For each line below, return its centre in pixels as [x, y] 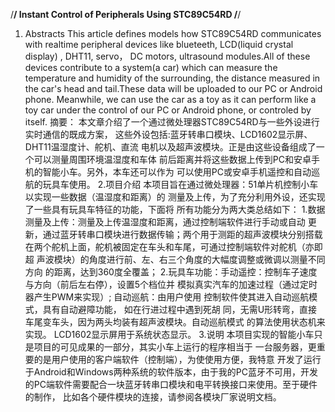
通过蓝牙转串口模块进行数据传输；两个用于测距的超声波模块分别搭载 [182, 234]
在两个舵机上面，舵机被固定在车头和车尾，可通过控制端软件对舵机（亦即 [173, 247]
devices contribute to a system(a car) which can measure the [151, 67]
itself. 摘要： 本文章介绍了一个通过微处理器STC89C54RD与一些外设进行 [172, 122]
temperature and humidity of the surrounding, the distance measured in [172, 78]
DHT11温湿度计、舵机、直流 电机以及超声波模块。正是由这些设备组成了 [170, 147]
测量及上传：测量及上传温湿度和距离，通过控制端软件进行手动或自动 [165, 222]
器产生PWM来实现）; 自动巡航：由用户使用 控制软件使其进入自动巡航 [167, 297]
